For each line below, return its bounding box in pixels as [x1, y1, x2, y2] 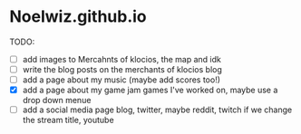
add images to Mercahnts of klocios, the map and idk [22, 53, 222, 64]
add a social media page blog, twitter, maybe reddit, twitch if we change [22, 104, 293, 115]
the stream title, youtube [22, 115, 115, 126]
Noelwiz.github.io [9, 6, 147, 27]
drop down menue [22, 95, 92, 106]
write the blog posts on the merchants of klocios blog [22, 64, 222, 74]
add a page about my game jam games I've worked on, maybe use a [22, 84, 278, 96]
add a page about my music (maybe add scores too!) [22, 74, 220, 85]
